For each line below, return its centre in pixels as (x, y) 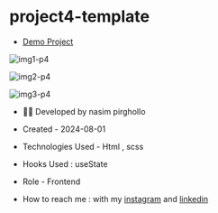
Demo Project (48, 42)
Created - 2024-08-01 (64, 129)
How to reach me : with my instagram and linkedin (115, 199)
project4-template (80, 17)
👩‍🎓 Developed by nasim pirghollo (84, 111)
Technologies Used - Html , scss (83, 146)
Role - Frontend (51, 181)
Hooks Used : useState (65, 163)
